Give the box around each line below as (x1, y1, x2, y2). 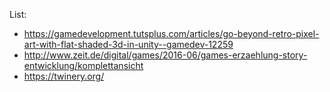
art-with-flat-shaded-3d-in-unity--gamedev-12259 (23, 39, 234, 50)
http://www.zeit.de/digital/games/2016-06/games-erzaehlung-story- (23, 49, 308, 61)
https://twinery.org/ (23, 70, 105, 82)
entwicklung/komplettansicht (23, 60, 144, 71)
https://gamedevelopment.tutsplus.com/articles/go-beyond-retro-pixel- (23, 28, 320, 39)
